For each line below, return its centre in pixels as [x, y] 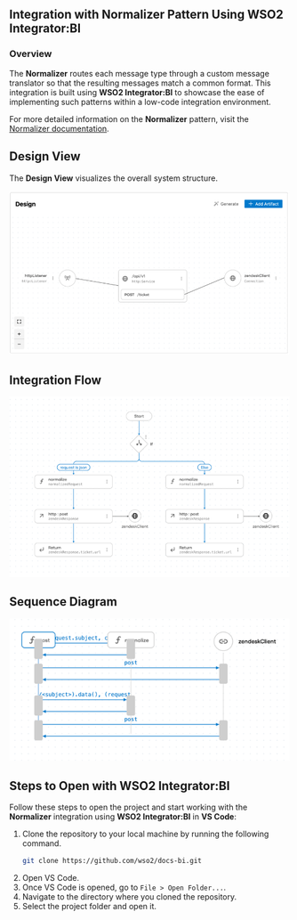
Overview [31, 54]
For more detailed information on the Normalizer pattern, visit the [129, 118]
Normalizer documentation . [59, 128]
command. [42, 843]
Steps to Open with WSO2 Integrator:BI [120, 786]
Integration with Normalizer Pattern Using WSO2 [147, 15]
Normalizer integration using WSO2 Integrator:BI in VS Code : [123, 817]
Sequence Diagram [63, 602]
